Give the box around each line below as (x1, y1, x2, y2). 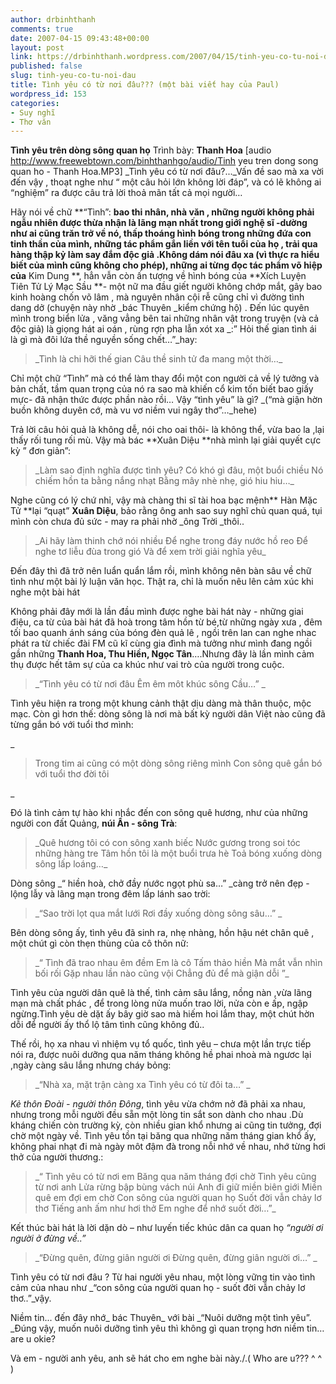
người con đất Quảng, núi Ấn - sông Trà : (10, 817, 178, 830)
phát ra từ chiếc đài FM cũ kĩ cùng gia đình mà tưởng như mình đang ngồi (10, 637, 313, 650)
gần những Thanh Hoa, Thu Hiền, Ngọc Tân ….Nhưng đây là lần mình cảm (10, 648, 315, 660)
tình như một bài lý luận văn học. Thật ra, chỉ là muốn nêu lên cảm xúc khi (10, 576, 314, 588)
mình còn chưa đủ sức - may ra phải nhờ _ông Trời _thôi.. (10, 516, 245, 528)
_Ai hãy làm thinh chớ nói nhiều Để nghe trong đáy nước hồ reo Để (34, 535, 308, 547)
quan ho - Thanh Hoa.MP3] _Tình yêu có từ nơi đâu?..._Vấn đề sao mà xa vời (10, 166, 324, 178)
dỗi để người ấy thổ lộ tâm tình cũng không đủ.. (10, 1019, 205, 1031)
